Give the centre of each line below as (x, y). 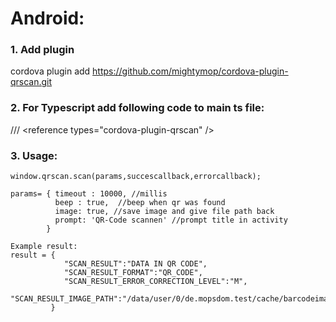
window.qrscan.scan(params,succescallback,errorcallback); (136, 177)
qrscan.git (31, 82)
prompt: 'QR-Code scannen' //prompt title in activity (171, 220)
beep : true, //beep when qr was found (140, 203)
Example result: (44, 247)
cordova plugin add (50, 71)
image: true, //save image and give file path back (164, 212)
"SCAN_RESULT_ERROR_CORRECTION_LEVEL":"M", (155, 282)
